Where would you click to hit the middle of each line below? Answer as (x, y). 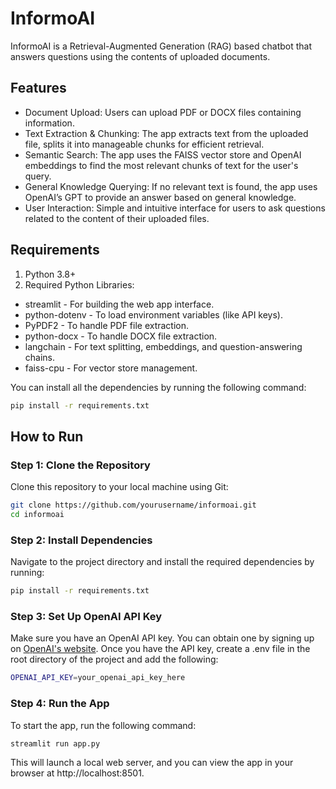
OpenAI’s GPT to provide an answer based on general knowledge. (160, 197)
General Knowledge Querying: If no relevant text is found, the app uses (171, 186)
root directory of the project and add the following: (114, 659)
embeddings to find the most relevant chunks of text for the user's (161, 165)
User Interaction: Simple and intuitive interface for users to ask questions (175, 208)
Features (38, 88)
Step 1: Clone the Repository (80, 465)
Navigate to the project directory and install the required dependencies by (162, 562)
